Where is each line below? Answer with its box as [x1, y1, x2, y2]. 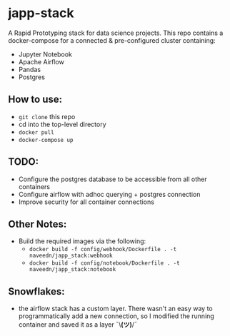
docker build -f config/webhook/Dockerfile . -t [29, 246, 177, 253]
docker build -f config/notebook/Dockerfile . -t [29, 260, 181, 267]
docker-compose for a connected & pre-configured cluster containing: [8, 36, 216, 44]
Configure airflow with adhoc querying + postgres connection [18, 190, 201, 198]
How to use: [8, 93, 63, 106]
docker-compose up [18, 136, 74, 143]
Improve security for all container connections [18, 198, 154, 206]
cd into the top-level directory [18, 120, 106, 128]
